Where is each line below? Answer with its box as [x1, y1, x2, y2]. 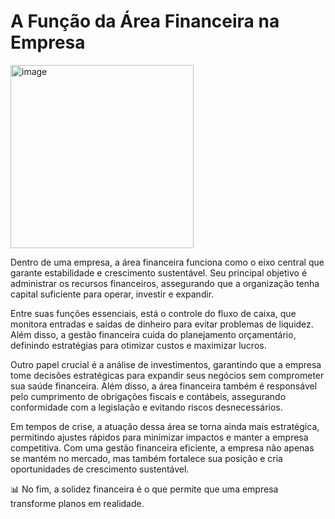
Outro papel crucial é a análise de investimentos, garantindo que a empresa [10, 358, 322, 370]
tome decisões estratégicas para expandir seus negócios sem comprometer [10, 369, 325, 381]
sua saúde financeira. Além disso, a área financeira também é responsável [10, 380, 318, 392]
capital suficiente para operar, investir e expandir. [10, 288, 215, 300]
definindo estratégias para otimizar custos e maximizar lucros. [10, 339, 267, 351]
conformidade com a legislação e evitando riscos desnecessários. [10, 401, 283, 413]
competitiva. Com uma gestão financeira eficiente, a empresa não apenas [10, 441, 315, 454]
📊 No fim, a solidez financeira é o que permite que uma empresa [10, 483, 279, 495]
